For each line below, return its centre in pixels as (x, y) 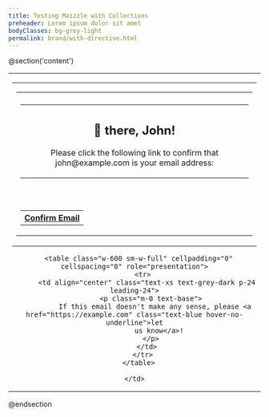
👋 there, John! (134, 130)
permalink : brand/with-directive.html (73, 38)
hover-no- (225, 314)
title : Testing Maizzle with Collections (78, 16)
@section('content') (41, 61)
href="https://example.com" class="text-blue (114, 314)
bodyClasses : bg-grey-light (55, 30)
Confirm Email (52, 217)
